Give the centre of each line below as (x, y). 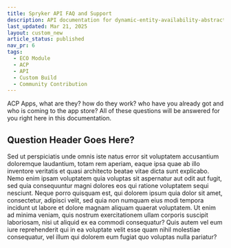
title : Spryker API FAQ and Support (59, 13)
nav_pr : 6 (21, 45)
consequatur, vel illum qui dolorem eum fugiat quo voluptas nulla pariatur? (112, 237)
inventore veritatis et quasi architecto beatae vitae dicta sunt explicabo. (108, 171)
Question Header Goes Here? (71, 139)
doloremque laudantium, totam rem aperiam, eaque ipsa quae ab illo (104, 164)
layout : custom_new (35, 33)
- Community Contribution (51, 84)
